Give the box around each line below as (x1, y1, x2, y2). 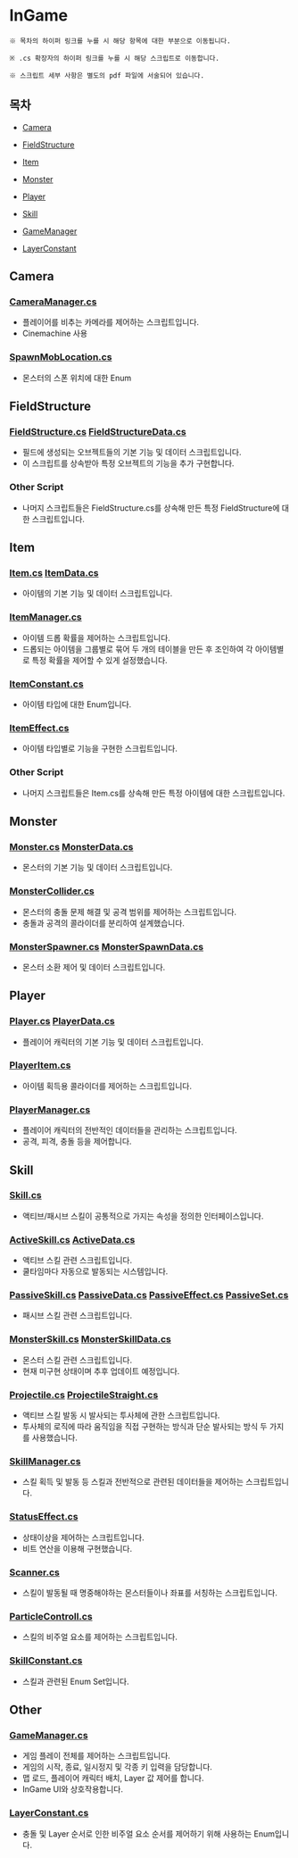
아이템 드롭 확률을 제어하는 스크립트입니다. (21, 632, 171, 643)
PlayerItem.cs (9, 1059, 71, 1071)
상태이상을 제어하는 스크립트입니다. (21, 1532, 145, 1543)
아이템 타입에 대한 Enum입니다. (21, 699, 132, 710)
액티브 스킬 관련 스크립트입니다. (21, 1255, 132, 1266)
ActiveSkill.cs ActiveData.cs (9, 1233, 136, 1246)
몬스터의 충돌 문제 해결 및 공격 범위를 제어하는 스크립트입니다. (21, 906, 237, 917)
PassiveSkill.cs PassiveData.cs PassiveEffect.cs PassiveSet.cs (9, 1289, 289, 1302)
